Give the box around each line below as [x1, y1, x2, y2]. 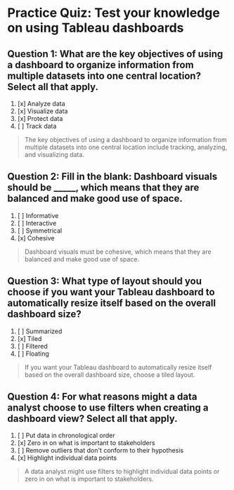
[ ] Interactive [17, 219, 57, 227]
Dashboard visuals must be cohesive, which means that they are [24, 247, 212, 256]
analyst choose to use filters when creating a [7, 402, 209, 414]
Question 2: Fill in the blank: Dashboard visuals [7, 171, 218, 183]
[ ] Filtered [17, 342, 48, 350]
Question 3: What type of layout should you [7, 276, 202, 288]
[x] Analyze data [17, 100, 65, 108]
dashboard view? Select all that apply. [7, 413, 178, 425]
